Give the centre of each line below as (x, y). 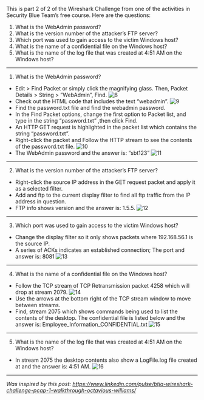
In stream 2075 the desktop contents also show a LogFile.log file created (106, 360)
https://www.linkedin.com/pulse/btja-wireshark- (133, 384)
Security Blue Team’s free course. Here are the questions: (78, 15)
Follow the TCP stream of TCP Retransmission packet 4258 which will (102, 286)
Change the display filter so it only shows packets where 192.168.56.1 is (104, 237)
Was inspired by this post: (39, 384)
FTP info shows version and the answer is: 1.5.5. (75, 208)
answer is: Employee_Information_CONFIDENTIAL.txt (81, 324)
